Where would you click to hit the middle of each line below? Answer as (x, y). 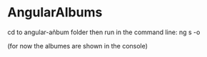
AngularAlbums (55, 12)
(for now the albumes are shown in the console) (78, 46)
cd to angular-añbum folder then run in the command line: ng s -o (104, 32)
